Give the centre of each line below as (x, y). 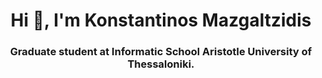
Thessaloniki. (161, 64)
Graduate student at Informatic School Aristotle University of (161, 52)
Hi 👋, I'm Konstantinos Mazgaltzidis (161, 20)
